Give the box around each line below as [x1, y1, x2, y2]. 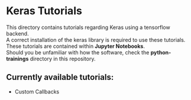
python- [150, 49, 171, 56]
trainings [6, 55, 29, 62]
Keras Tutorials [6, 4, 83, 18]
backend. [6, 30, 29, 37]
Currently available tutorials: [6, 72, 114, 82]
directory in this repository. [30, 55, 96, 62]
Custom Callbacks [14, 88, 60, 95]
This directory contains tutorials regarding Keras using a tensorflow [6, 24, 170, 31]
